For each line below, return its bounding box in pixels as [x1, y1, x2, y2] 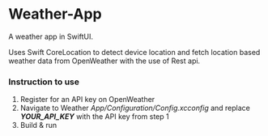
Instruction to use [8, 76, 79, 87]
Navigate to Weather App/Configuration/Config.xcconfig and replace [19, 103, 251, 113]
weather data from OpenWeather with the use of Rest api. [8, 56, 201, 66]
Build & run [19, 121, 57, 130]
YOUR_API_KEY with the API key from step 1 [19, 112, 169, 121]
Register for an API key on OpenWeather [19, 95, 155, 104]
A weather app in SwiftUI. [8, 32, 94, 41]
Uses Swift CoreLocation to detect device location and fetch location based [8, 47, 261, 57]
